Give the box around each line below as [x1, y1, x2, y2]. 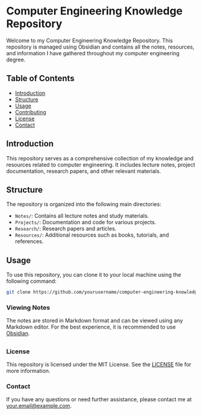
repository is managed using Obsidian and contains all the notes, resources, [6, 43, 195, 50]
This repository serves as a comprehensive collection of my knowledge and [6, 154, 194, 162]
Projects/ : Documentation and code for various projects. [14, 219, 156, 226]
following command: [6, 277, 57, 285]
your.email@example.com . [6, 402, 72, 410]
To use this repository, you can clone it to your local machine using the [6, 271, 182, 279]
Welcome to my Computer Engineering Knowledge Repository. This [6, 37, 173, 44]
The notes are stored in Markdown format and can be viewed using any [6, 317, 183, 324]
